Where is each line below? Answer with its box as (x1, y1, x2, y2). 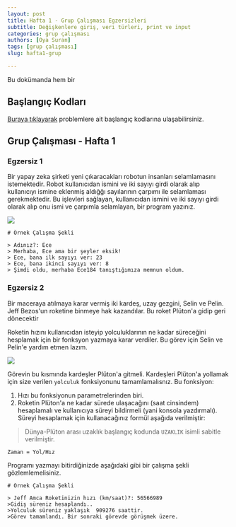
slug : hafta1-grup (7, 50, 61, 57)
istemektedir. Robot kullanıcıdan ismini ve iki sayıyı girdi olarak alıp (7, 180, 200, 188)
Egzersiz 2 (7, 283, 45, 293)
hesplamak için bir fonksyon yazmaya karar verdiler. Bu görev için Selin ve (7, 335, 223, 344)
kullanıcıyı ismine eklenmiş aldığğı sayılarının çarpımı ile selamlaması (7, 187, 206, 196)
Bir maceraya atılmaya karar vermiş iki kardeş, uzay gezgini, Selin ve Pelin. (7, 299, 224, 308)
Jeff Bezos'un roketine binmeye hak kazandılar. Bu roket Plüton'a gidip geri (7, 306, 226, 315)
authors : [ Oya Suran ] (7, 37, 71, 44)
